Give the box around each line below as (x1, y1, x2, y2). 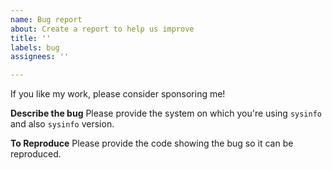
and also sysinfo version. (10, 118, 115, 130)
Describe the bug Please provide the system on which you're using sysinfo (10, 107, 323, 120)
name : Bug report (10, 14, 83, 25)
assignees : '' (10, 52, 70, 62)
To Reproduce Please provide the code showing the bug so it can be (10, 137, 294, 150)
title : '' (10, 33, 52, 43)
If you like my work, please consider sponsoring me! (10, 88, 226, 100)
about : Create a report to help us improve (10, 24, 195, 34)
